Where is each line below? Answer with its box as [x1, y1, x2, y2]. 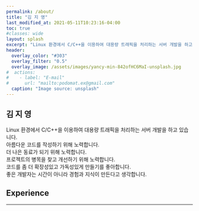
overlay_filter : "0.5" [11, 58, 68, 64]
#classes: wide [6, 31, 44, 37]
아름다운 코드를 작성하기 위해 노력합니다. [6, 140, 99, 148]
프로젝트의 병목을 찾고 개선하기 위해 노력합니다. [6, 155, 115, 163]
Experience [6, 188, 49, 199]
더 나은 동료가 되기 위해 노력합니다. [6, 148, 87, 155]
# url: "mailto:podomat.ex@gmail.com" [6, 81, 115, 87]
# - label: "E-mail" [6, 75, 65, 81]
